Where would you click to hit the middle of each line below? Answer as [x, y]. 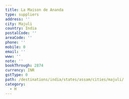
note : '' [14, 61]
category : [15, 84]
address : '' [17, 19]
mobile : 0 [15, 47]
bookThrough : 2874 [24, 65]
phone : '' [15, 42]
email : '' [15, 51]
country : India [21, 28]
